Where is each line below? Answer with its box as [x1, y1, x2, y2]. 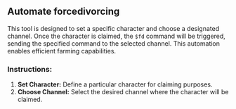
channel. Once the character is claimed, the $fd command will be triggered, [7, 32, 226, 40]
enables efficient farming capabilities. [7, 46, 117, 55]
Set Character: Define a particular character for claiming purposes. [17, 80, 213, 89]
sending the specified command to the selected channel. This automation [7, 39, 220, 48]
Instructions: [7, 64, 53, 74]
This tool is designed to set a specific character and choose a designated [7, 24, 220, 32]
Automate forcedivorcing [7, 6, 120, 18]
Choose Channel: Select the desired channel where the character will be [17, 88, 229, 96]
